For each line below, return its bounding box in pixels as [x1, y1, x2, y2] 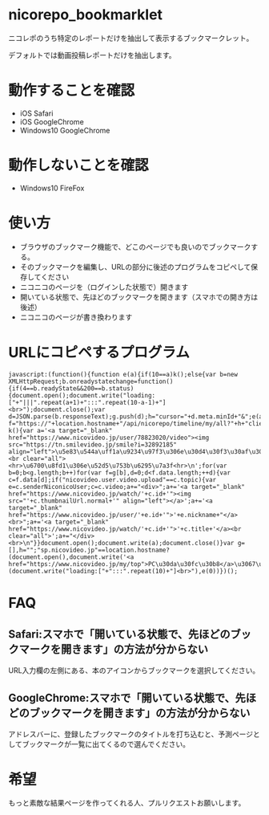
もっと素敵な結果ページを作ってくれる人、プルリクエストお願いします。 [8, 798, 246, 808]
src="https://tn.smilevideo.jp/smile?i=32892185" [8, 440, 178, 449]
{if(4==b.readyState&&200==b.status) [8, 384, 134, 393]
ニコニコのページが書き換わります [19, 312, 133, 322]
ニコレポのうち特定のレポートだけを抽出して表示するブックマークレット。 [8, 33, 254, 43]
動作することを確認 [8, 82, 135, 100]
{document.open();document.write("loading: [8, 391, 156, 399]
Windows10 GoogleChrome [19, 125, 110, 135]
